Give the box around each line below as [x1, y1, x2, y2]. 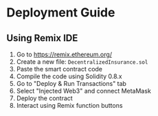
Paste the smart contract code [16, 65, 103, 73]
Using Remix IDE [6, 32, 78, 44]
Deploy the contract [16, 94, 73, 102]
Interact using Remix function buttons [16, 102, 123, 109]
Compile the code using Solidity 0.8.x [16, 72, 123, 80]
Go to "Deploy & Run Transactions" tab [16, 80, 126, 87]
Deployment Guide [6, 5, 115, 21]
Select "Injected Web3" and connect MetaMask [16, 87, 152, 95]
